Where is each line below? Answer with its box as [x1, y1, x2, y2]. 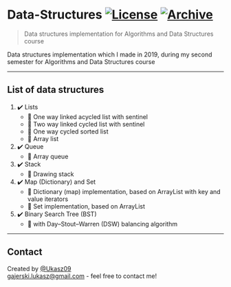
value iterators [27, 195, 69, 203]
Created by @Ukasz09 [7, 264, 71, 273]
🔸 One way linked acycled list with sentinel [27, 112, 148, 120]
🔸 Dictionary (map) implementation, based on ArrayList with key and [27, 187, 221, 195]
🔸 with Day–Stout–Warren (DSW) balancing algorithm [27, 220, 177, 228]
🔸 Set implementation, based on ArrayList [27, 202, 146, 210]
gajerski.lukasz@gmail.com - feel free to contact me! [7, 272, 157, 280]
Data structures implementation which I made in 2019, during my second [7, 50, 212, 59]
